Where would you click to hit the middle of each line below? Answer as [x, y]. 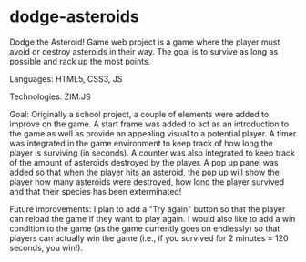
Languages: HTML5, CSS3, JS [66, 78]
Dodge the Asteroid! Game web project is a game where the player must [145, 42]
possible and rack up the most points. [80, 61]
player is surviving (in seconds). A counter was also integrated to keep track [153, 153]
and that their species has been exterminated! [96, 191]
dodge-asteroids [74, 17]
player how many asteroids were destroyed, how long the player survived [147, 181]
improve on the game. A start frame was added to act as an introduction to [149, 124]
